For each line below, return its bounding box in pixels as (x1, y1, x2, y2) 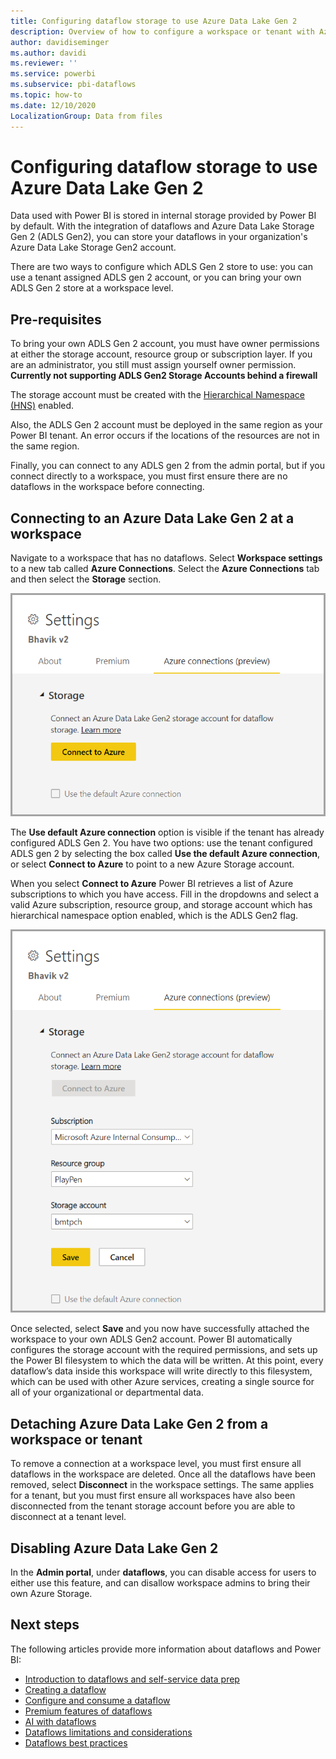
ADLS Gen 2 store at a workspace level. (10, 282, 174, 294)
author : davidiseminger (10, 37, 110, 47)
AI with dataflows (24, 1715, 97, 1727)
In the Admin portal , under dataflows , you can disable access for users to (10, 1566, 317, 1578)
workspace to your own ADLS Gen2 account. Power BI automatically (10, 1333, 293, 1345)
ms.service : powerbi (10, 69, 97, 79)
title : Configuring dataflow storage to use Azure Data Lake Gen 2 (10, 16, 298, 26)
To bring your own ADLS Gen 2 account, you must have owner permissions (10, 338, 320, 350)
